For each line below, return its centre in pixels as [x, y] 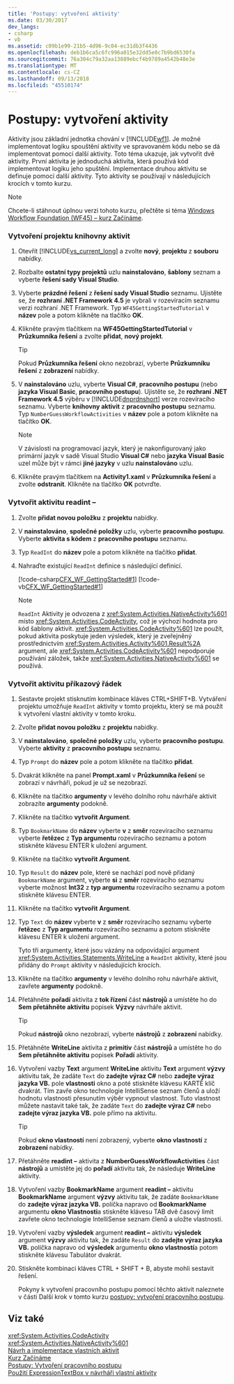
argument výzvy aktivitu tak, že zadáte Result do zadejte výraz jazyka [120, 1240]
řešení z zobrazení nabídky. [58, 371]
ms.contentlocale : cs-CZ [44, 72]
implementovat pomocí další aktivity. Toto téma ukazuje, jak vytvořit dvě [111, 154]
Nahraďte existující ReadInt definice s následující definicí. [100, 566]
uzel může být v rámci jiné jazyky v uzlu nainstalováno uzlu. [106, 463]
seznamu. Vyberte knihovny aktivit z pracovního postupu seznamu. [117, 406]
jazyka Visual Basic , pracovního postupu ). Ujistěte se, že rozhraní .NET [123, 392]
